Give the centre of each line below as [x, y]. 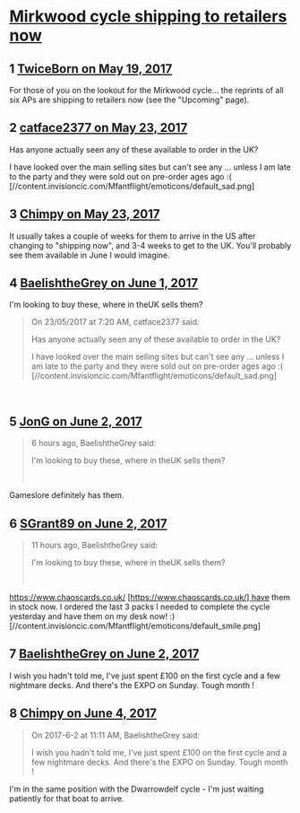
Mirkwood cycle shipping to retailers [148, 17]
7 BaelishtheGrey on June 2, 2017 [104, 654]
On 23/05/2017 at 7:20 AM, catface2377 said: [115, 322]
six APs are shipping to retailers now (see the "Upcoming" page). [129, 100]
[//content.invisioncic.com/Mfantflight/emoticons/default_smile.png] [135, 626]
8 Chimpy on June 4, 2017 [83, 714]
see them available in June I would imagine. [90, 255]
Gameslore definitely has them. [67, 495]
